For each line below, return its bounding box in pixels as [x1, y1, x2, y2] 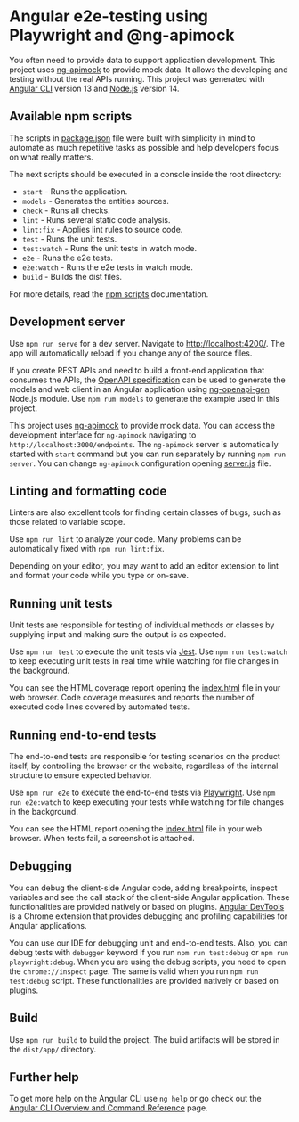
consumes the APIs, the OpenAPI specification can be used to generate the [9, 374, 287, 385]
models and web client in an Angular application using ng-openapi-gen [9, 383, 270, 394]
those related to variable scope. [9, 517, 126, 528]
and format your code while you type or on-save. [9, 570, 190, 581]
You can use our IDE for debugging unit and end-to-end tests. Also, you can [9, 938, 288, 948]
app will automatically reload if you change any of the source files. [9, 348, 253, 358]
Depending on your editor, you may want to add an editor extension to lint [9, 561, 279, 571]
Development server [9, 315, 125, 330]
